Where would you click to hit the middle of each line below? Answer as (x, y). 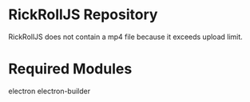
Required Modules (70, 69)
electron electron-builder (50, 91)
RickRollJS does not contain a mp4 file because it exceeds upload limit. (126, 37)
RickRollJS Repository (83, 15)
